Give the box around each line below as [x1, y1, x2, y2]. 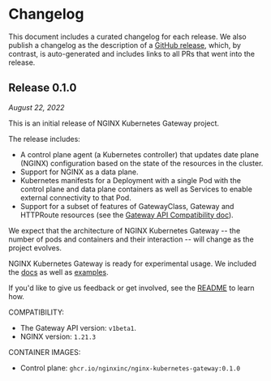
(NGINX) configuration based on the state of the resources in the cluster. [19, 158, 264, 168]
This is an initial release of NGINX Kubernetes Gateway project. [8, 118, 220, 128]
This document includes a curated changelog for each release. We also [8, 32, 247, 41]
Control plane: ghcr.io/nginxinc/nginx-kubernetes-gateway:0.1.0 [19, 362, 241, 373]
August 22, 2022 [8, 102, 65, 112]
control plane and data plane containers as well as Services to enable [19, 184, 253, 194]
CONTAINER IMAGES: [8, 347, 81, 357]
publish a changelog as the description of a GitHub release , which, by [8, 40, 242, 49]
